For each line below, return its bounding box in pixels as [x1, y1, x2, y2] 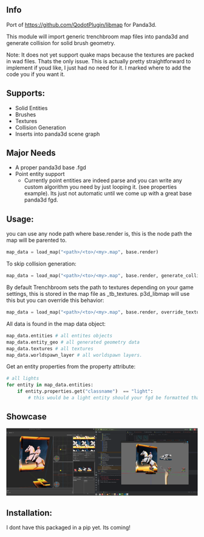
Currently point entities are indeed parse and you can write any [24, 177, 182, 184]
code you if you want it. [6, 70, 66, 78]
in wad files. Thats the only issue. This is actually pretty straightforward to [6, 57, 191, 65]
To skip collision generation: [6, 260, 77, 267]
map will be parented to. [6, 237, 67, 244]
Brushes [15, 111, 36, 118]
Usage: [6, 214, 35, 224]
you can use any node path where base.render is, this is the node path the [6, 230, 192, 237]
